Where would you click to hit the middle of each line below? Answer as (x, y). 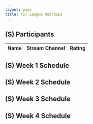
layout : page (18, 10)
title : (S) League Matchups (34, 14)
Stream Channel (46, 48)
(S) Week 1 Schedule (37, 65)
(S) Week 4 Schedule (38, 116)
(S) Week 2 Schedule (38, 82)
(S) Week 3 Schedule (38, 99)
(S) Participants (30, 34)
